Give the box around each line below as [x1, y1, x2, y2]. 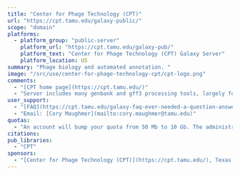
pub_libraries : [7, 136, 53, 144]
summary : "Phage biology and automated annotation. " [7, 64, 171, 71]
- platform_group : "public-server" [14, 37, 120, 44]
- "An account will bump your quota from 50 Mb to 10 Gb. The [14, 123, 203, 131]
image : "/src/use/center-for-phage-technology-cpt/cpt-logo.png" [7, 70, 206, 77]
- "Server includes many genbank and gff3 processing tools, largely [14, 90, 225, 97]
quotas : [7, 116, 31, 124]
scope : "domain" [7, 24, 56, 31]
